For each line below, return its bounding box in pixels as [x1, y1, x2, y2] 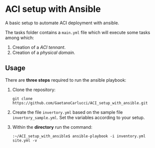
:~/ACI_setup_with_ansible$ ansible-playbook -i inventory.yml [12, 134, 146, 139]
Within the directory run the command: [12, 124, 93, 130]
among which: [5, 35, 34, 41]
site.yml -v [12, 138, 37, 143]
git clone [12, 96, 33, 101]
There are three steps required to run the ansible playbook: [5, 77, 126, 83]
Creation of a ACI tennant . [12, 44, 66, 50]
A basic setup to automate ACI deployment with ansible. [5, 20, 119, 26]
